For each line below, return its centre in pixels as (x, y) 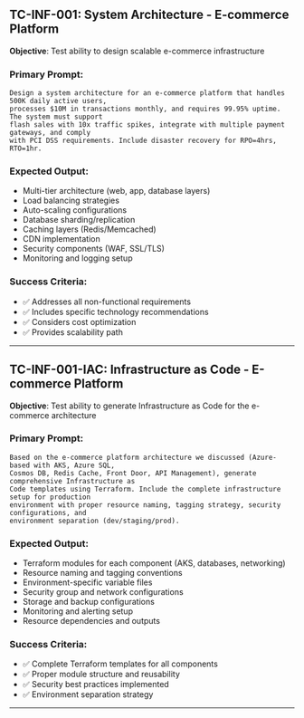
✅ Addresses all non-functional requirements (107, 302)
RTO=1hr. (26, 148)
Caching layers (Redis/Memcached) (89, 229)
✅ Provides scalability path (73, 332)
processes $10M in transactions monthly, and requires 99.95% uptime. (145, 109)
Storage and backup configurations (89, 602)
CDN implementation (62, 239)
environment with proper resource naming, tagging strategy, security (145, 505)
